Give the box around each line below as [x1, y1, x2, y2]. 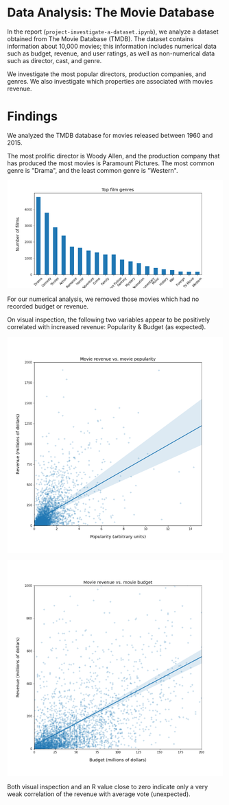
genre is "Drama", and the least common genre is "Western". [7, 166, 178, 174]
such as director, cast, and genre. [7, 56, 102, 64]
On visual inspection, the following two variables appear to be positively [7, 315, 210, 324]
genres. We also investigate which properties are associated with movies [7, 77, 213, 85]
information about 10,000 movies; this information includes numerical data [7, 42, 217, 50]
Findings [7, 108, 58, 124]
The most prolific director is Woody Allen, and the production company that [7, 152, 220, 160]
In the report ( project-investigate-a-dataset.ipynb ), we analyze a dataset [7, 27, 219, 36]
